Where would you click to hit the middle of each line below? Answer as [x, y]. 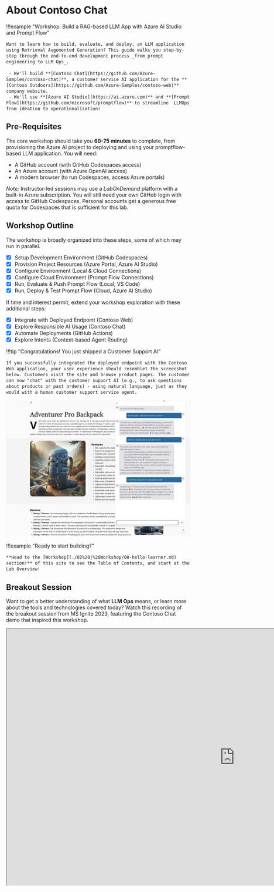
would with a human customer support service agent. [72, 393]
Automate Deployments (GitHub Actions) [64, 333]
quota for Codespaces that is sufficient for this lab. [67, 207]
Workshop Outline [40, 226]
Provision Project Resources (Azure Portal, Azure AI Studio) [86, 264]
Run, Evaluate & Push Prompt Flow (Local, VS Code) [77, 284]
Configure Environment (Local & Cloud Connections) [78, 271]
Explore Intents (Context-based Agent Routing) [71, 340]
